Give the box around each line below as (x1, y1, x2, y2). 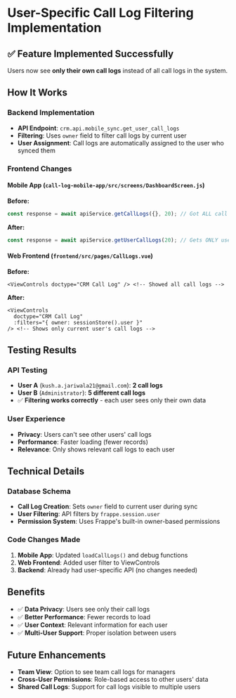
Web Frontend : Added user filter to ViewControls (17, 558, 160, 567)
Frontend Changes (7, 164, 72, 173)
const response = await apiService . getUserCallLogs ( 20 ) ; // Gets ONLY (7, 237, 218, 244)
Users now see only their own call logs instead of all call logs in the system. (7, 67, 228, 74)
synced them (17, 146, 56, 154)
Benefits (7, 586, 46, 598)
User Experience (7, 414, 65, 424)
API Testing (7, 365, 48, 375)
